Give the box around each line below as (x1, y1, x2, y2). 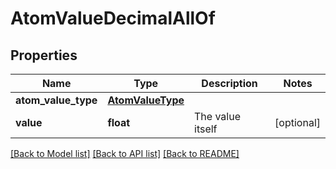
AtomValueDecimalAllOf (10, 7, 216, 30)
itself (194, 122, 218, 136)
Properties (10, 47, 78, 64)
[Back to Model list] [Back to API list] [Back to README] (10, 148, 240, 159)
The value (194, 110, 241, 123)
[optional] (274, 116, 321, 129)
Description (201, 77, 258, 90)
